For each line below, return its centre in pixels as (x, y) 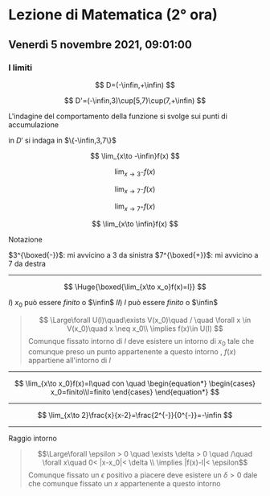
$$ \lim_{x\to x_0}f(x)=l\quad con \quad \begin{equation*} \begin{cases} (135, 383)
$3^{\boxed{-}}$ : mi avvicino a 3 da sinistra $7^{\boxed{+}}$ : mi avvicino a (133, 255)
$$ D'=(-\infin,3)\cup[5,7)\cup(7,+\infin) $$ (135, 100)
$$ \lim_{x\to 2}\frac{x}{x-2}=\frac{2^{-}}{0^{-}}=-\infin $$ (135, 415)
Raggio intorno (33, 438)
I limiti (20, 68)
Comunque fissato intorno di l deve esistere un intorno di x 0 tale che (141, 342)
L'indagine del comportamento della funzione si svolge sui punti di (118, 116)
